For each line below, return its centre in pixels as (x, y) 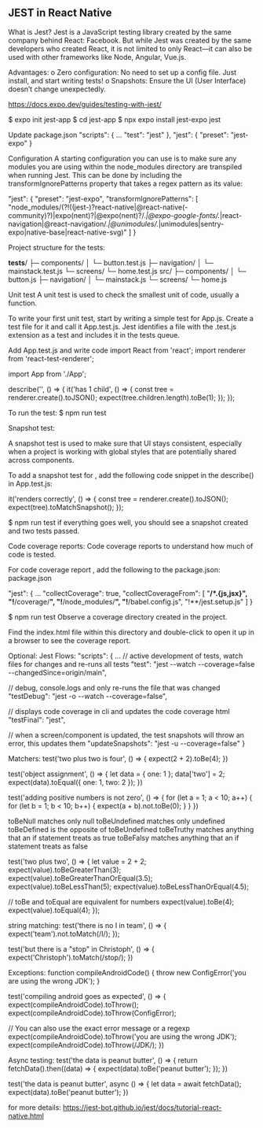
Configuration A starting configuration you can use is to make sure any (122, 158)
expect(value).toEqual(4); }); (54, 910)
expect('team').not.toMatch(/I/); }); (64, 934)
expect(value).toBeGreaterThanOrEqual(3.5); (80, 878)
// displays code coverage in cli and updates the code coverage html (119, 711)
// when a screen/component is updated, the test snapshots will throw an (126, 734)
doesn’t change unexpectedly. (57, 89)
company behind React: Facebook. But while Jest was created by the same (130, 40)
